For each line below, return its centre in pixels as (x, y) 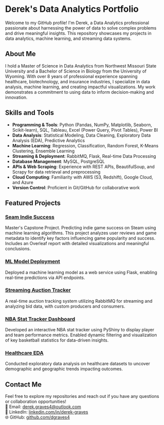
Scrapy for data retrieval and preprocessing (56, 172)
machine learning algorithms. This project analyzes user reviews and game (81, 233)
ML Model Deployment (33, 261)
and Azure (23, 182)
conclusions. (18, 249)
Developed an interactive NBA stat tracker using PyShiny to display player (80, 330)
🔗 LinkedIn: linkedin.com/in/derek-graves (47, 412)
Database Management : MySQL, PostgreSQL (58, 161)
